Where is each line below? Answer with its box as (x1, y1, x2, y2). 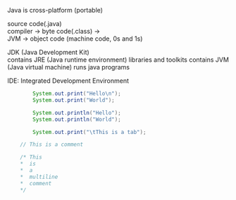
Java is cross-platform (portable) (7, 6, 104, 14)
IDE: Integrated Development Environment (7, 76, 129, 85)
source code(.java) (7, 20, 62, 27)
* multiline (20, 173, 58, 180)
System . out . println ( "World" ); (32, 116, 121, 123)
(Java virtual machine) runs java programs (7, 63, 130, 71)
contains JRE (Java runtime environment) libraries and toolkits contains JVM (7, 55, 229, 64)
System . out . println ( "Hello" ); (32, 109, 121, 116)
